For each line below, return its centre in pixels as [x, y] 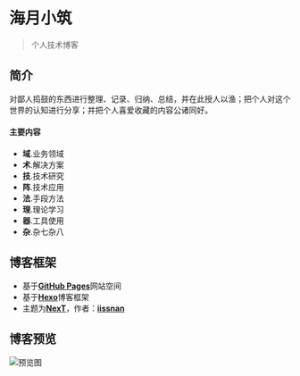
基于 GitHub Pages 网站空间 [72, 286]
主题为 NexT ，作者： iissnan [73, 308]
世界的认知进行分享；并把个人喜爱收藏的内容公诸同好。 [111, 110]
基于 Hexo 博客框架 [55, 297]
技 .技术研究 [43, 176]
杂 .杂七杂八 [43, 231]
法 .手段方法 [43, 198]
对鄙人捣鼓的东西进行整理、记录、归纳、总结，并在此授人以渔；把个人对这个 [150, 98]
